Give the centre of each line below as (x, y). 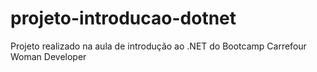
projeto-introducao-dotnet (123, 18)
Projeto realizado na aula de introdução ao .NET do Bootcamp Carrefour (158, 46)
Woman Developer (48, 56)
